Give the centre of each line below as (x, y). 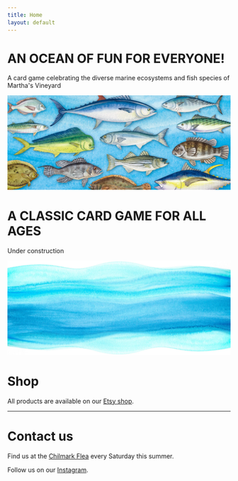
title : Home (25, 15)
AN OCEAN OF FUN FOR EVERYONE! (116, 59)
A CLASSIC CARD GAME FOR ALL (107, 216)
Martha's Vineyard (34, 86)
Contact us (40, 436)
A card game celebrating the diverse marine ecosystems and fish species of (119, 78)
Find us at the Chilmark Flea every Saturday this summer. (91, 456)
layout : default (31, 22)
